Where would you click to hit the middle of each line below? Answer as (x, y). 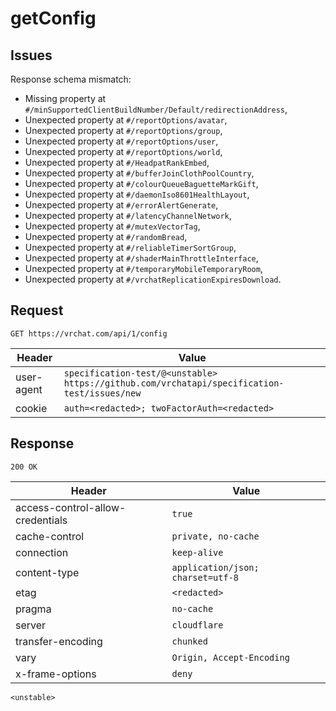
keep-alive (197, 552)
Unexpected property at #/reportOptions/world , (123, 151)
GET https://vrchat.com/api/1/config (89, 333)
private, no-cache (215, 536)
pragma (33, 609)
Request (37, 310)
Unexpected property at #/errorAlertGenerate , (121, 205)
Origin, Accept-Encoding (230, 657)
